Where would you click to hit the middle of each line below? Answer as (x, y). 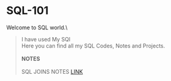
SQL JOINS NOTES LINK (52, 71)
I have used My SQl (46, 39)
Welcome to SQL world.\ (37, 27)
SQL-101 (27, 11)
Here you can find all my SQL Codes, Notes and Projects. (93, 46)
